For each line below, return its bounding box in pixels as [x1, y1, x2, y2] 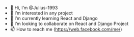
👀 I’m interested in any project [10, 10, 73, 16]
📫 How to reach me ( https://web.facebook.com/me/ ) [10, 26, 122, 32]
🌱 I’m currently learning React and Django [10, 15, 98, 21]
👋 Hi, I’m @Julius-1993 [10, 5, 58, 10]
